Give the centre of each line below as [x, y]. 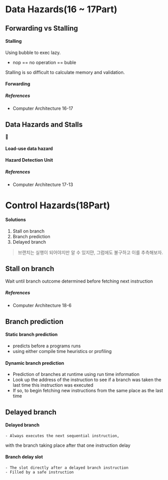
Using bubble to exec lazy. [33, 53]
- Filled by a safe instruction [39, 472]
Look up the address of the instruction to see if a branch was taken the [87, 380]
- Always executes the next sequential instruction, [62, 436]
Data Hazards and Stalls [44, 124]
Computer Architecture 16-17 [43, 109]
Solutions [16, 220]
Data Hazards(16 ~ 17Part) [61, 9]
